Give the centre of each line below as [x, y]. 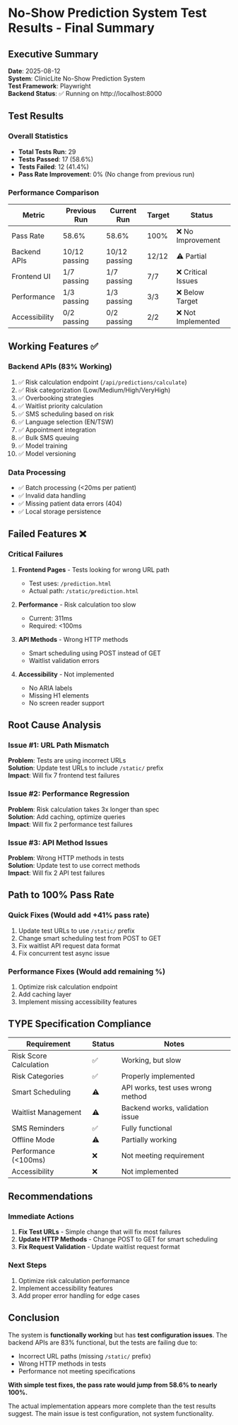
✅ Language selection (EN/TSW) [66, 422]
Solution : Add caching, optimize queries [67, 816]
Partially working [149, 1140]
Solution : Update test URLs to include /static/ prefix [86, 768]
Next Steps [28, 1265]
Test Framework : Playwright [49, 86]
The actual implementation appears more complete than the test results [112, 1406]
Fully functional [147, 1128]
